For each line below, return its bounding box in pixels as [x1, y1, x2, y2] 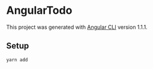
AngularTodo [6, 4, 73, 17]
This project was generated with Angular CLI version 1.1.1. [6, 23, 148, 31]
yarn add [6, 56, 28, 63]
